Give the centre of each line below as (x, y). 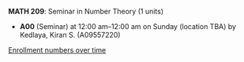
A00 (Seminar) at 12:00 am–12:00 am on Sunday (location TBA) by (128, 26)
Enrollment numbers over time (57, 50)
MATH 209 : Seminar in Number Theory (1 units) (86, 11)
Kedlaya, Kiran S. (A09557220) (70, 35)
